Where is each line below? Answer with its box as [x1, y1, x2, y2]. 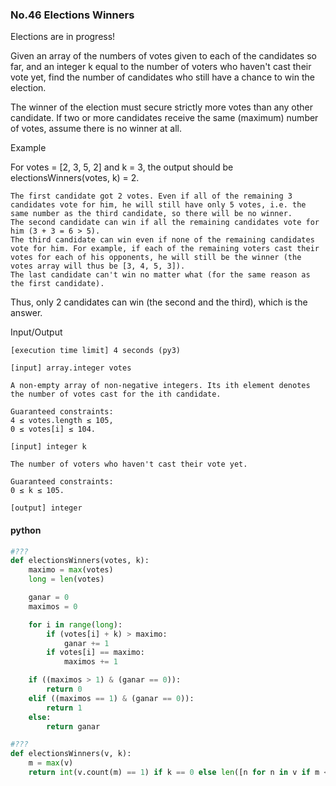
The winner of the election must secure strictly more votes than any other [10, 101, 314, 113]
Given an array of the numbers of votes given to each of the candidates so [10, 50, 317, 62]
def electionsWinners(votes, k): [10, 556, 150, 566]
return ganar [46, 721, 101, 732]
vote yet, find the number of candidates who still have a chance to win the [10, 71, 315, 83]
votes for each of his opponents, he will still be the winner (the [10, 253, 302, 263]
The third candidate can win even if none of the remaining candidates [10, 235, 315, 245]
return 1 [46, 703, 83, 713]
